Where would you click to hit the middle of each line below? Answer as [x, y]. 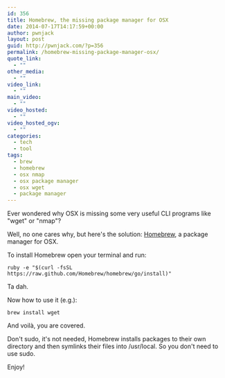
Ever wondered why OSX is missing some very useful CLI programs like [109, 214]
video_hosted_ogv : [34, 123]
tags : [15, 155]
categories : [24, 136]
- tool [23, 149]
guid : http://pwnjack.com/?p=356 [55, 46]
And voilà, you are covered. [46, 325]
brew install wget [34, 313]
